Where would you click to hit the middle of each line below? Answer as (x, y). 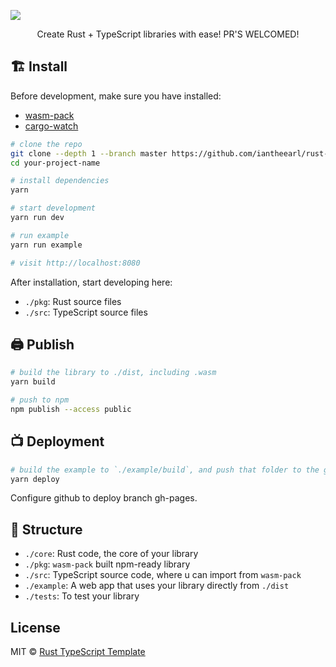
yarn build (33, 382)
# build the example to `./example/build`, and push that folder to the (165, 470)
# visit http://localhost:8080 (75, 263)
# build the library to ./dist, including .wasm (113, 373)
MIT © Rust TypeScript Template (78, 652)
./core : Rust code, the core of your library (111, 554)
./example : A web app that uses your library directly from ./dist (157, 586)
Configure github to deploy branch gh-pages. (104, 498)
